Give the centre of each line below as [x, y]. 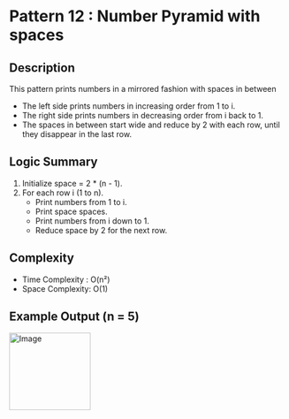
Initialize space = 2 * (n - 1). [72, 183]
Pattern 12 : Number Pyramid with [135, 16]
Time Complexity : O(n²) [66, 279]
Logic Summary [53, 162]
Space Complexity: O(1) [65, 288]
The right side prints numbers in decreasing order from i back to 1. [142, 115]
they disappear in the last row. [77, 134]
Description [42, 68]
